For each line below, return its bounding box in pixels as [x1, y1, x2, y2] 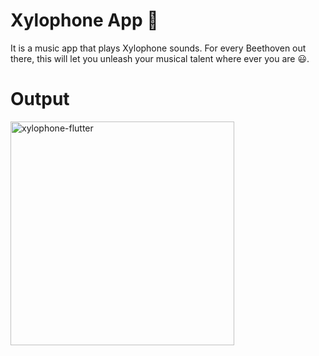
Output [10, 88, 70, 111]
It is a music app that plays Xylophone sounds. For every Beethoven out [10, 42, 307, 54]
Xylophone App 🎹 [10, 9, 159, 32]
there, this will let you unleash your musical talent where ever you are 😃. [10, 52, 310, 64]
